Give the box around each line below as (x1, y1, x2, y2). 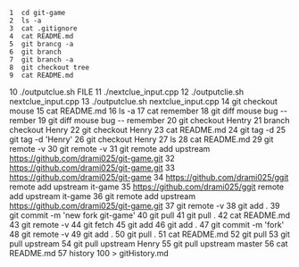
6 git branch (9, 47, 62, 56)
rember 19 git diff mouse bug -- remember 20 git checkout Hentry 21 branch (9, 115, 290, 125)
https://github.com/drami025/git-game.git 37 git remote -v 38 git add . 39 (9, 201, 280, 211)
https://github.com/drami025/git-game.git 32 (9, 153, 176, 163)
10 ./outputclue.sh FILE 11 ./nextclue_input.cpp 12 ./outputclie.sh (9, 87, 245, 97)
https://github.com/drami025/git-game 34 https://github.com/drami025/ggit (9, 172, 289, 182)
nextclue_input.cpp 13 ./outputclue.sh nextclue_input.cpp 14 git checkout (9, 96, 278, 106)
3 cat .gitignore (9, 24, 78, 33)
